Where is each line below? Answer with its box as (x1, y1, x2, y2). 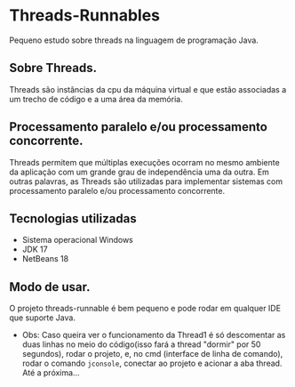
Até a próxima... (21, 367, 80, 378)
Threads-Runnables (9, 5, 161, 26)
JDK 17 (21, 244, 48, 254)
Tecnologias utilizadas (9, 211, 137, 226)
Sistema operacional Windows (21, 235, 133, 246)
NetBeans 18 (21, 254, 69, 264)
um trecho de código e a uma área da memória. (9, 93, 184, 104)
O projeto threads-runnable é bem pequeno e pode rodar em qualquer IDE (9, 303, 282, 314)
